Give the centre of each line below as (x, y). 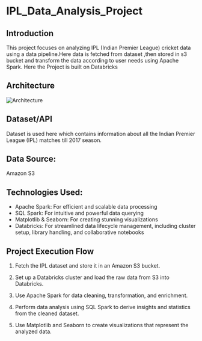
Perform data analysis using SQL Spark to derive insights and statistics (103, 307)
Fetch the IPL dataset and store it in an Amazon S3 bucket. (87, 266)
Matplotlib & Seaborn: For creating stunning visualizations (86, 220)
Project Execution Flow (50, 251)
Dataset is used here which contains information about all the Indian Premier (101, 134)
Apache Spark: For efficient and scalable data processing (86, 207)
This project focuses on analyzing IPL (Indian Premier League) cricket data (99, 48)
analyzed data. (33, 331)
